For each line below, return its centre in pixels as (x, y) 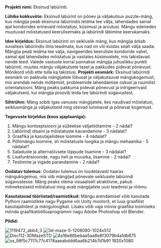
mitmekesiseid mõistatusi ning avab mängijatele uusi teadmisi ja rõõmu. (76, 187)
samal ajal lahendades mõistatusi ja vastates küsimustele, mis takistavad (78, 57)
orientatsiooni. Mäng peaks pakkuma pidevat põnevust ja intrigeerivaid (76, 87)
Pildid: (12, 221)
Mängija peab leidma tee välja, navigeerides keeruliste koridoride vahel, (77, 51)
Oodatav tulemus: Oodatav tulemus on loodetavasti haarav (64, 171)
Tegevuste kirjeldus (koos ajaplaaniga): (46, 116)
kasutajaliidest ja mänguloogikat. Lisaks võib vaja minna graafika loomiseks (80, 206)
